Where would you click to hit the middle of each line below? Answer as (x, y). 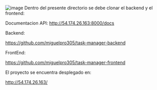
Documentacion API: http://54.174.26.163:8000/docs (60, 23)
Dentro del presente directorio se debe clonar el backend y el (89, 8)
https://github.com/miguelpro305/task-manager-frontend (65, 63)
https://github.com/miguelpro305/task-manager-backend (66, 43)
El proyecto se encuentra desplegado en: (48, 72)
